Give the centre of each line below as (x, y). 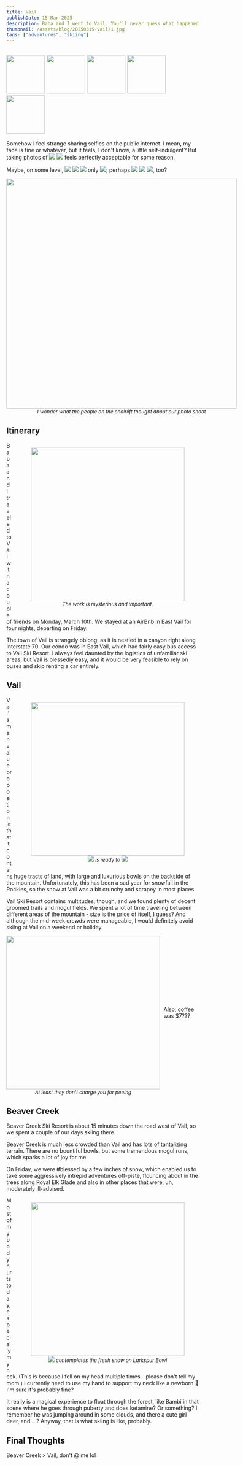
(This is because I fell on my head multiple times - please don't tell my (107, 1377)
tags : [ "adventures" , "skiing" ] (48, 35)
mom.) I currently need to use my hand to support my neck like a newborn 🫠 (102, 1383)
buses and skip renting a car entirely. (53, 666)
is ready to (108, 860)
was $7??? (177, 1015)
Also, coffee (179, 1009)
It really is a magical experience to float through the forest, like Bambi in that (103, 1402)
